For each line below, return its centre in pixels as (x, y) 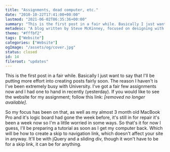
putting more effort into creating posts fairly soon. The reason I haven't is (81, 81)
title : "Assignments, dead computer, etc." (52, 10)
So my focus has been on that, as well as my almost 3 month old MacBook (83, 112)
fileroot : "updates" (27, 61)
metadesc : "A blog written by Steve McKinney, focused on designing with (85, 29)
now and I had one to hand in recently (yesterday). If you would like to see (82, 92)
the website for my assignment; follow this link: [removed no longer (75, 97)
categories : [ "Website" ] (31, 43)
